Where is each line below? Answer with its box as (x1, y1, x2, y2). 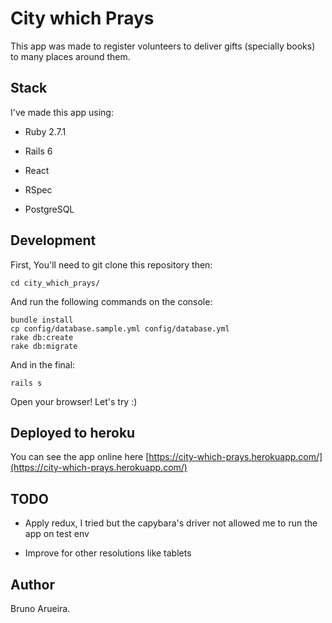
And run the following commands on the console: (10, 295, 213, 307)
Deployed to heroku (10, 424, 136, 441)
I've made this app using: (10, 106, 114, 118)
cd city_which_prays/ (10, 278, 101, 288)
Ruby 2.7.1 (24, 125, 67, 137)
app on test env (24, 528, 90, 540)
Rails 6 (24, 145, 53, 157)
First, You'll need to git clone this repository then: (10, 258, 213, 271)
